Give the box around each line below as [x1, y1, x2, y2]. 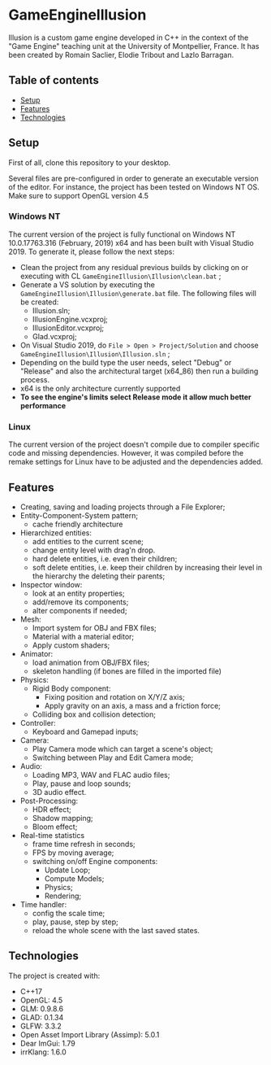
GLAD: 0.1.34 [19, 1012, 64, 1022]
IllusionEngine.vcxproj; [32, 314, 108, 324]
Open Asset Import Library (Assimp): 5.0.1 [19, 1029, 160, 1039]
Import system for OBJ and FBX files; [32, 622, 157, 632]
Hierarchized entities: [19, 527, 92, 538]
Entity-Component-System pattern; [19, 510, 139, 520]
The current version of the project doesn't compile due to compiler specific [8, 439, 260, 449]
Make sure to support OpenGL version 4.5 [8, 190, 148, 200]
